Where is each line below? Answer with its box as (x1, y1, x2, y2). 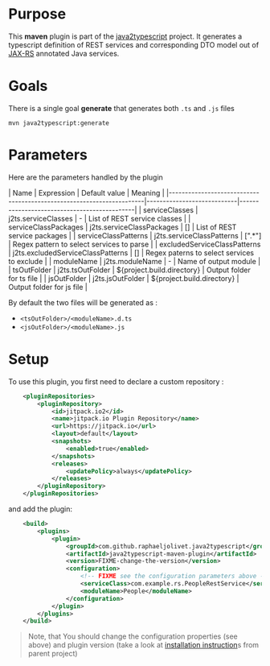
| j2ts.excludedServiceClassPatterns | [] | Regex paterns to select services (8, 247, 255, 258)
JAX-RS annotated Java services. (8, 48, 120, 58)
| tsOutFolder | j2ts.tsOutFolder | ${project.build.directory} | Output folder (8, 265, 251, 275)
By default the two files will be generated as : (8, 297, 158, 307)
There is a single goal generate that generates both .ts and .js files (8, 103, 235, 113)
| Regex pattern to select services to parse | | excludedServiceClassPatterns (8, 239, 261, 249)
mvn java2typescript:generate (8, 118, 110, 127)
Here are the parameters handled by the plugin (8, 172, 163, 182)
